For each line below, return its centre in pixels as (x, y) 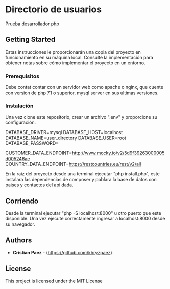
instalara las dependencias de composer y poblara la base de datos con (81, 180)
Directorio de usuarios (54, 9)
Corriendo (22, 201)
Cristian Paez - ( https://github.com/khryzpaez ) (62, 252)
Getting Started (30, 40)
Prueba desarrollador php (32, 24)
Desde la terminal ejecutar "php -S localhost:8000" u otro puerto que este (83, 213)
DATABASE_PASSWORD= (32, 143)
